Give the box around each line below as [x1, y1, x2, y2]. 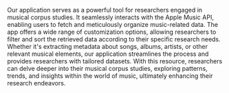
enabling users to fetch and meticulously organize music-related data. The [7, 21, 219, 28]
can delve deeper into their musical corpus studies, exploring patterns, [7, 65, 208, 72]
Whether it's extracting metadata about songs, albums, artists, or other [7, 43, 208, 50]
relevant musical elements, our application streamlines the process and [7, 50, 209, 58]
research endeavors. [7, 79, 66, 87]
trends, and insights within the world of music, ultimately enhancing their [7, 72, 213, 80]
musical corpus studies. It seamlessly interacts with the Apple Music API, [7, 13, 215, 21]
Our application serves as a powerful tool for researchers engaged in [7, 6, 203, 14]
